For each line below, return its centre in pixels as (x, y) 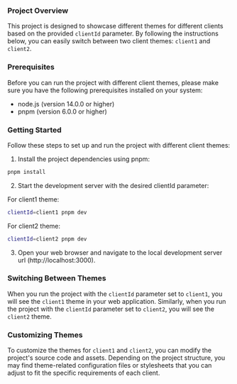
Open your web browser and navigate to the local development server (120, 252)
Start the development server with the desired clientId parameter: (113, 185)
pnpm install (27, 172)
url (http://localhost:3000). (56, 260)
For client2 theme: (34, 226)
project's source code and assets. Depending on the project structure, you (116, 358)
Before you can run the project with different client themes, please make (113, 82)
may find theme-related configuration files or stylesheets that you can (110, 366)
